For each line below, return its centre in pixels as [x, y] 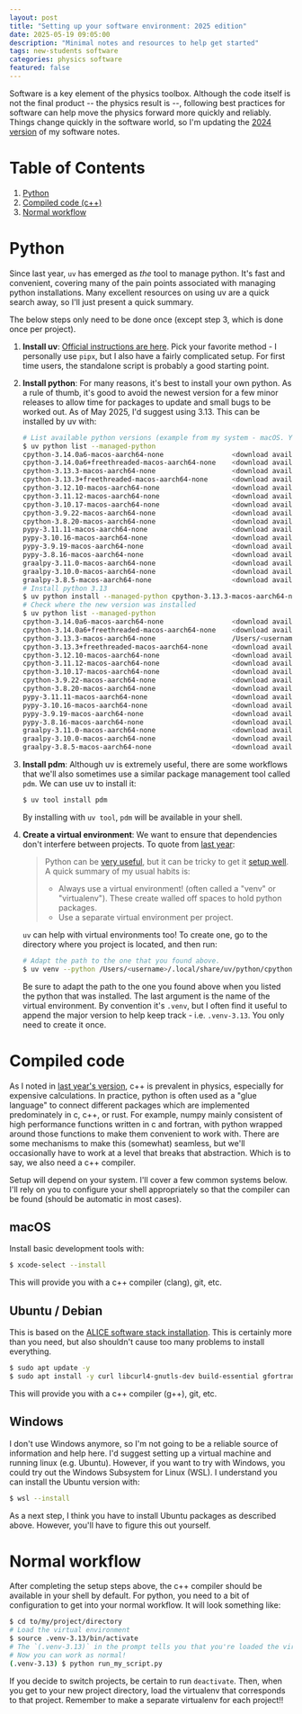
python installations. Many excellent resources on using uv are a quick [139, 292]
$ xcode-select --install [58, 1265]
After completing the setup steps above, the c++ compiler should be [136, 1586]
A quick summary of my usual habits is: [117, 871]
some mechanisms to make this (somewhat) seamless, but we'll [127, 1143]
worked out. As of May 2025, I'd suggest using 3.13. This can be [141, 411]
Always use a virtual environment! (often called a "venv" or [167, 888]
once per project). [43, 328]
